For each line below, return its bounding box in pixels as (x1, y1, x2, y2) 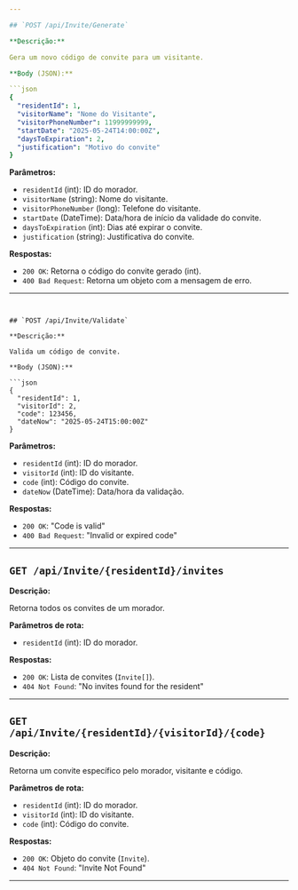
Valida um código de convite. (9, 347, 122, 356)
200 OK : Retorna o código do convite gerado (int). (21, 266, 202, 276)
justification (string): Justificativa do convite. (21, 232, 195, 242)
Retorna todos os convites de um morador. (9, 603, 166, 614)
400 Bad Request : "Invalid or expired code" (21, 530, 177, 541)
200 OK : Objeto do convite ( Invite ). (21, 853, 150, 863)
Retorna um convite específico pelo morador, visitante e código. (9, 765, 244, 775)
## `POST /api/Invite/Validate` (9, 316, 129, 325)
